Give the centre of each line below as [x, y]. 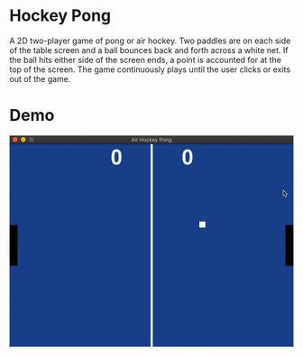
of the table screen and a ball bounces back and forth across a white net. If [149, 50]
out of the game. [40, 78]
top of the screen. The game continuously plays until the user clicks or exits [150, 69]
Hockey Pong [60, 16]
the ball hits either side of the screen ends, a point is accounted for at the [146, 59]
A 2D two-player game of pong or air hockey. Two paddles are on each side [150, 41]
